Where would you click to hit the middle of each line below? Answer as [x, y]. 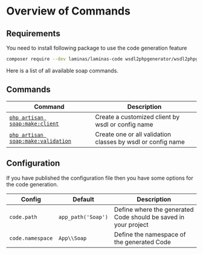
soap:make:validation [40, 141]
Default [83, 199]
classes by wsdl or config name [140, 142]
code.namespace [31, 238]
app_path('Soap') [83, 217]
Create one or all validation [133, 134]
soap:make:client [34, 123]
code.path [23, 217]
